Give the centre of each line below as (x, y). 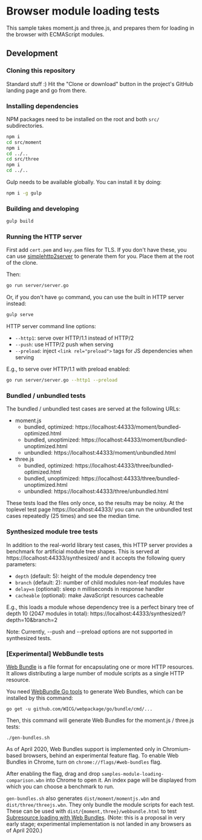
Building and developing (43, 208)
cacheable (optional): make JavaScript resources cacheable (89, 595)
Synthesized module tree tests (52, 532)
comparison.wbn (25, 780)
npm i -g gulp (24, 193)
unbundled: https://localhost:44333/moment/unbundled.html (100, 453)
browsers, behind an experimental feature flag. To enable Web (101, 755)
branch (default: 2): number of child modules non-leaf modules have (100, 582)
